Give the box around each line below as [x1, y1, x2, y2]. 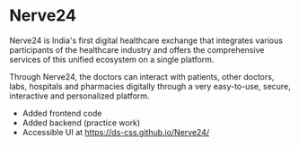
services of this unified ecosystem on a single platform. [9, 54, 215, 64]
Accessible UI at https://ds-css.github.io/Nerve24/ [22, 126, 209, 137]
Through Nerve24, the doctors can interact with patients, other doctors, [9, 71, 275, 82]
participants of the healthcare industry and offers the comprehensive [9, 44, 265, 55]
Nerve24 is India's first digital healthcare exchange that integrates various [9, 35, 283, 46]
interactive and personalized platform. [9, 90, 150, 101]
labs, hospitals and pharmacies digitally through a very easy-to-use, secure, [9, 81, 292, 91]
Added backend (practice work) [22, 117, 141, 128]
